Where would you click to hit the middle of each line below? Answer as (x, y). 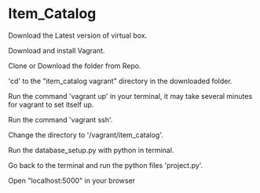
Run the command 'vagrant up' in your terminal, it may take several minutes (130, 96)
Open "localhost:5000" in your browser (72, 180)
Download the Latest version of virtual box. (78, 35)
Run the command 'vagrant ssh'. (60, 119)
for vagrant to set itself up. (51, 104)
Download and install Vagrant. (57, 50)
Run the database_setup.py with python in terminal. (91, 150)
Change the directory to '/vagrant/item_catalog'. (86, 135)
